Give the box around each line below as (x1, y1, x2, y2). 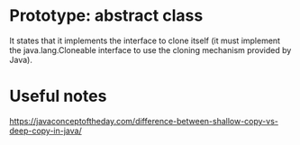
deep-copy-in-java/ (9, 125, 83, 136)
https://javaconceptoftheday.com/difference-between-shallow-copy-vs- (9, 115, 279, 126)
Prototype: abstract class (9, 5, 204, 26)
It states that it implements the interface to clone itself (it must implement (9, 35, 281, 46)
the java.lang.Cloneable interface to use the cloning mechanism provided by (9, 44, 292, 55)
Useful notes (9, 86, 107, 106)
